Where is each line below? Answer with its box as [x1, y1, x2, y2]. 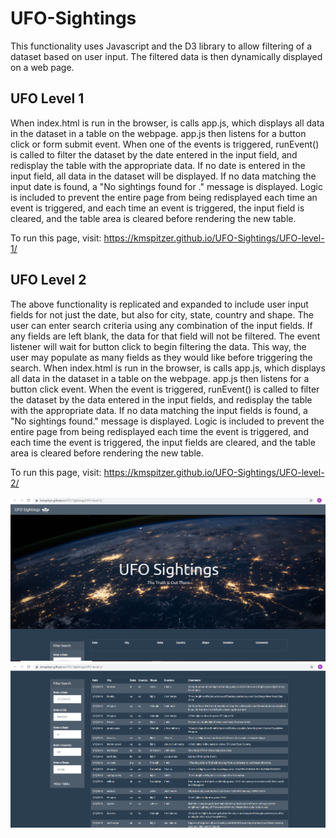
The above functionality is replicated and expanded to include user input [10, 298, 309, 310]
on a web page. [10, 61, 75, 73]
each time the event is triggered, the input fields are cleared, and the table [10, 436, 316, 448]
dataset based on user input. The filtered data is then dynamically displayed [10, 50, 323, 62]
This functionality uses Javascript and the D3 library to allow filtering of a [10, 40, 313, 52]
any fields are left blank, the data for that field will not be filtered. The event [10, 330, 321, 342]
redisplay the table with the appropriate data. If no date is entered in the [10, 159, 306, 171]
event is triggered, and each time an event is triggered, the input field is [10, 202, 305, 214]
